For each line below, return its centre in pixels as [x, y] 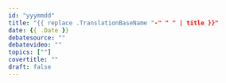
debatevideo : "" [35, 45]
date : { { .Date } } [39, 30]
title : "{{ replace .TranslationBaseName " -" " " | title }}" [113, 23]
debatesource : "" [37, 38]
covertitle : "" [33, 60]
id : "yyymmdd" [32, 15]
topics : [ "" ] [30, 52]
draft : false [30, 67]
